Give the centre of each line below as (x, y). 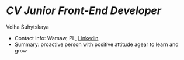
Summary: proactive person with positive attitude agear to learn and (96, 44)
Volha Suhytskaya (28, 27)
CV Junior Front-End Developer (84, 11)
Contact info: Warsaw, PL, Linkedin (56, 38)
